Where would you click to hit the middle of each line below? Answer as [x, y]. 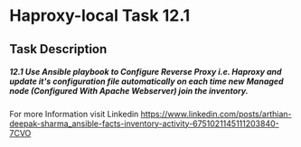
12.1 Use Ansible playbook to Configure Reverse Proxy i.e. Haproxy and [146, 72]
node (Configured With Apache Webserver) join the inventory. [129, 91]
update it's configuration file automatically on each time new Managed [146, 81]
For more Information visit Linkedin [74, 114]
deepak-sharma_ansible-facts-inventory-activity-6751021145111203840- [144, 124]
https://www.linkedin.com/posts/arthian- [216, 114]
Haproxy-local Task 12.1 [100, 16]
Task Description [58, 49]
